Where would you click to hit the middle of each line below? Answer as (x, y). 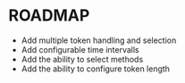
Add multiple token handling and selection (99, 40)
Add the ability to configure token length (96, 69)
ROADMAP (49, 16)
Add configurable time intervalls (80, 49)
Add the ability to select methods (82, 59)
